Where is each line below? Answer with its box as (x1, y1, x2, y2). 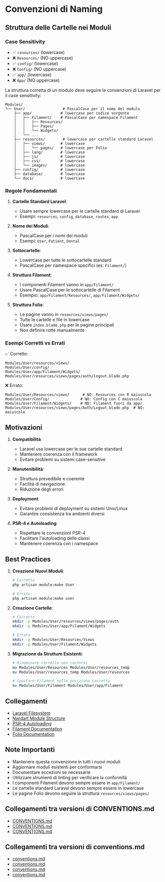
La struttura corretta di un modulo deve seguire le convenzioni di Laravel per (5, 87, 161, 93)
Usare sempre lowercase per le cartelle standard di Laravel (19, 208, 140, 214)
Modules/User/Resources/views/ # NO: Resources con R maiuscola (5, 392, 152, 397)
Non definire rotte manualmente (19, 327, 85, 333)
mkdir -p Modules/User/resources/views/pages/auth (12, 619, 119, 624)
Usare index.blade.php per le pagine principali (19, 322, 115, 328)
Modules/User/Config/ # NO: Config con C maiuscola (5, 397, 142, 402)
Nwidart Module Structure (12, 715, 66, 721)
